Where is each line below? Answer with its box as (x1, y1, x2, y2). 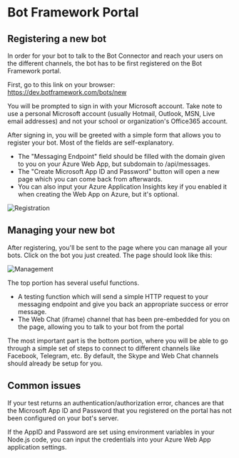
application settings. (7, 442, 67, 451)
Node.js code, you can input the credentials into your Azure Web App (7, 435, 211, 444)
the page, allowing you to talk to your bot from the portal (17, 322, 184, 331)
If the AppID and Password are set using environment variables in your (7, 427, 215, 436)
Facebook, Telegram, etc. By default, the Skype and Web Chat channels (7, 351, 219, 360)
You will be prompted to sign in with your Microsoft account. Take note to (7, 102, 223, 110)
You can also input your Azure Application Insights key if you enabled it (17, 182, 227, 191)
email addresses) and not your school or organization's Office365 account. (7, 117, 228, 125)
